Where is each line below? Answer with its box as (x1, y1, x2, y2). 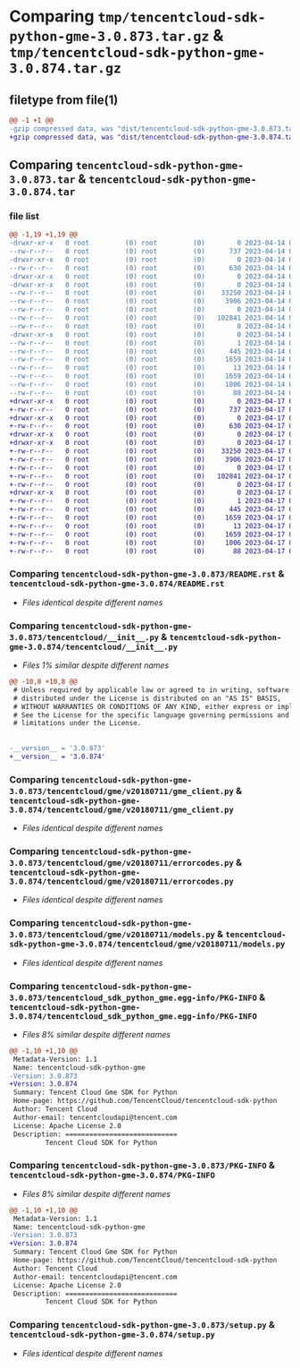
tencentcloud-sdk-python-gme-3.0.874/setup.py (9, 1330, 216, 1340)
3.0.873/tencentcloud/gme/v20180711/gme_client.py (9, 786, 234, 796)
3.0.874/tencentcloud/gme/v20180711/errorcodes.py (9, 876, 234, 886)
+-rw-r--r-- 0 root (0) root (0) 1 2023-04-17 (9, 497, 286, 506)
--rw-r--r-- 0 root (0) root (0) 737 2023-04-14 (9, 247, 286, 256)
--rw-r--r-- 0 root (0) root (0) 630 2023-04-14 (9, 263, 286, 272)
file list (9, 209, 40, 222)
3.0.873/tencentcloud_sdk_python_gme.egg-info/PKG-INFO (9, 992, 257, 1003)
